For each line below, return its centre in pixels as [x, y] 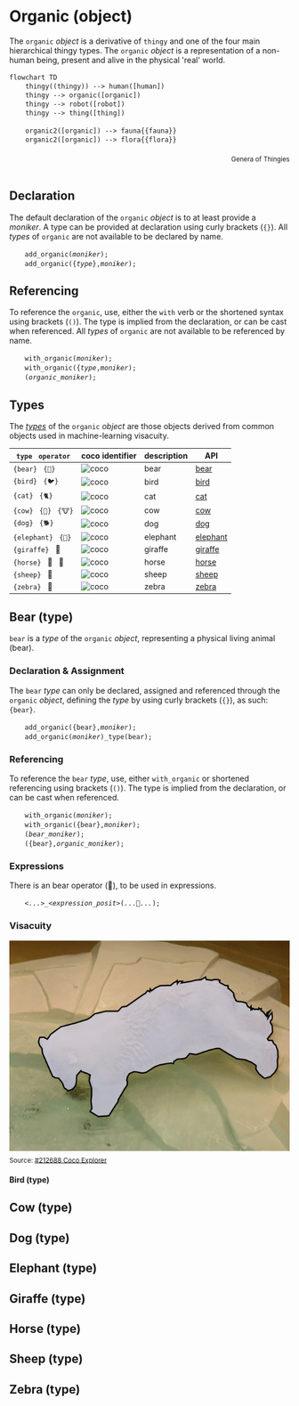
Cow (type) [41, 1208]
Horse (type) [45, 1329]
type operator [44, 456]
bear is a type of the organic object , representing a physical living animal [142, 638]
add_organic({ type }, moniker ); [81, 264]
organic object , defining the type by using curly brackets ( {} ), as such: [139, 700]
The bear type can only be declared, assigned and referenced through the [145, 690]
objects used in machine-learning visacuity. [89, 436]
